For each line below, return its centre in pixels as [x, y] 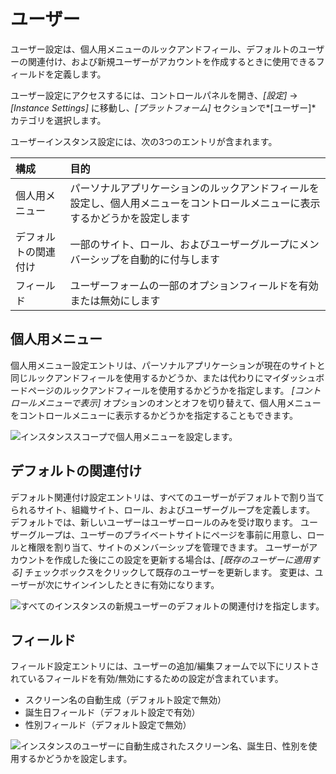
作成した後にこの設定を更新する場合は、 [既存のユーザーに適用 [182, 559]
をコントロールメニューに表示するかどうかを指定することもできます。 [154, 415]
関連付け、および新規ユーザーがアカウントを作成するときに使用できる [172, 61]
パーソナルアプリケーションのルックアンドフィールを [194, 188]
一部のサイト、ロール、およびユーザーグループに [184, 244]
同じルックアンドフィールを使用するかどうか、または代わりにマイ [146, 377]
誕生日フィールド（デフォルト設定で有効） [112, 712]
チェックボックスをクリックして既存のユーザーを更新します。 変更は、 [169, 572]
